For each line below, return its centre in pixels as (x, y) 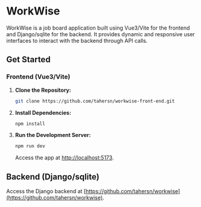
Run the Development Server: (53, 135)
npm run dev (30, 146)
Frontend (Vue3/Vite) (38, 77)
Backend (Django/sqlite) (53, 177)
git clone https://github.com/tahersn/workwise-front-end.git (95, 101)
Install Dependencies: (43, 112)
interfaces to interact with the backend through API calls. (77, 40)
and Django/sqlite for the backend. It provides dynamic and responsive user (101, 34)
